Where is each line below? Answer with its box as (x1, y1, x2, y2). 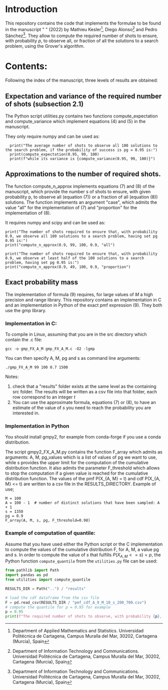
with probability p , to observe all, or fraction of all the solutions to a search (5, 38, 158, 44)
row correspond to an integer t (12, 394, 76, 400)
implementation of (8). (5, 210, 51, 216)
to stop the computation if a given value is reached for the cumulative (5, 470, 148, 476)
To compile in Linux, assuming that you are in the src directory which (5, 331, 147, 337)
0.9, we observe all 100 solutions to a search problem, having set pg (5, 233, 157, 239)
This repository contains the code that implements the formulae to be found (5, 20, 161, 26)
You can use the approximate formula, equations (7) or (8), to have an (12, 399, 156, 405)
